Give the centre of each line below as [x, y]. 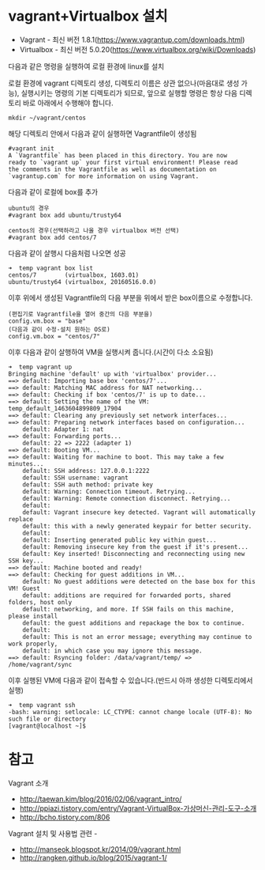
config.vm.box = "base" [47, 321]
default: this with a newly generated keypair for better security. [137, 526]
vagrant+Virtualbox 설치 [88, 16]
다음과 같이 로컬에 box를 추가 [53, 191]
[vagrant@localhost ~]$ [47, 726]
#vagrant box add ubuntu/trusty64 [65, 215]
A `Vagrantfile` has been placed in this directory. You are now [118, 155]
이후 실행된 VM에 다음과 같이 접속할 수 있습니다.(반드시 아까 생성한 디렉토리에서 [131, 680]
